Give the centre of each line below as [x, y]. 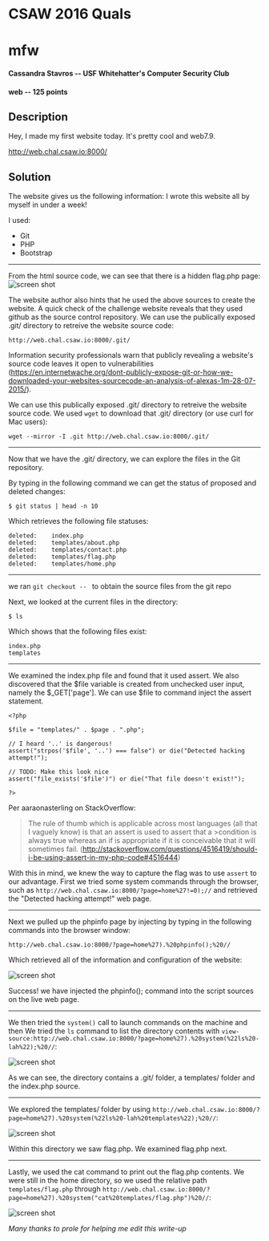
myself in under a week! [48, 205]
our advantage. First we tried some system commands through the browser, [133, 882]
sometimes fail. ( [55, 849]
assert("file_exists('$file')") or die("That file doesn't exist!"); [127, 779]
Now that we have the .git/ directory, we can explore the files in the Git [124, 459]
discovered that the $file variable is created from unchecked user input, [126, 684]
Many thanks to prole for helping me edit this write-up [97, 1229]
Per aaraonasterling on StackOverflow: [72, 808]
